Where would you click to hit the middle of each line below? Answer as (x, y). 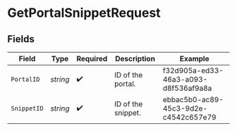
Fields (21, 39)
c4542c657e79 (189, 117)
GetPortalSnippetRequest (84, 13)
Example (194, 59)
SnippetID (27, 108)
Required (92, 59)
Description (135, 59)
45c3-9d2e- (185, 108)
